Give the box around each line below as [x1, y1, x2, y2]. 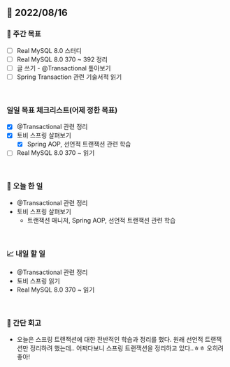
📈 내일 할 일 [6, 248, 46, 258]
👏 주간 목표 [6, 29, 41, 39]
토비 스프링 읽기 [16, 277, 60, 285]
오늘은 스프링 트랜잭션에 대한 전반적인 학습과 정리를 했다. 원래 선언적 [16, 336, 203, 344]
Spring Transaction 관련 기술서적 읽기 [16, 73, 122, 81]
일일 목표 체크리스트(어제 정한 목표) [6, 105, 118, 115]
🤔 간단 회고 [6, 318, 41, 328]
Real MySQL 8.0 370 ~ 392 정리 [16, 55, 108, 63]
